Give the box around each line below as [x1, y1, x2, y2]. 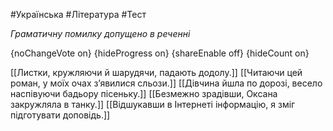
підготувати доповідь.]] [10, 109, 111, 121]
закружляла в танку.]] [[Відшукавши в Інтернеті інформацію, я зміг [10, 99, 296, 110]
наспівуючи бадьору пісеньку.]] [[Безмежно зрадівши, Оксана [10, 88, 278, 99]
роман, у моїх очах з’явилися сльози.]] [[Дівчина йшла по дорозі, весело [10, 77, 323, 89]
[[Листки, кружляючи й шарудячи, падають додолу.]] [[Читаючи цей [10, 67, 303, 78]
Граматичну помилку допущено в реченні [10, 28, 191, 39]
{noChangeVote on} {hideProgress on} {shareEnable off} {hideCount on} [10, 47, 310, 59]
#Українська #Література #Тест [10, 9, 147, 20]
